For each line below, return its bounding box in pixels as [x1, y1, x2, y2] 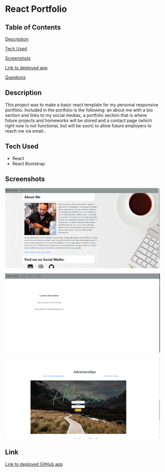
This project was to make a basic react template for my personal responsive [5, 102, 159, 108]
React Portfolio [5, 3, 67, 15]
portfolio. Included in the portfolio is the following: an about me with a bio [5, 107, 153, 113]
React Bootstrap [12, 160, 45, 166]
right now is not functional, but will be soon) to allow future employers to [5, 122, 152, 129]
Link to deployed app [5, 65, 48, 71]
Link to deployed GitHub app [5, 461, 63, 467]
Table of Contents [5, 23, 61, 32]
